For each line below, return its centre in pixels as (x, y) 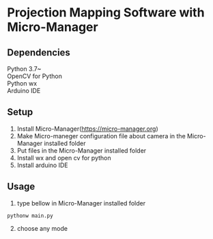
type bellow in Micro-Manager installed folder (81, 203)
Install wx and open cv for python (64, 158)
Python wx (22, 83)
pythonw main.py (30, 216)
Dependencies (39, 52)
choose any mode (42, 228)
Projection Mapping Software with (106, 13)
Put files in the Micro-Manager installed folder (82, 150)
